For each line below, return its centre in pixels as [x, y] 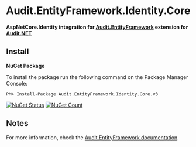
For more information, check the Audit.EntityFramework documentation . [93, 137]
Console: [17, 83]
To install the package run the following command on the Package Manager [97, 77]
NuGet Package [25, 66]
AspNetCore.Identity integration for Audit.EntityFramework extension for [97, 27]
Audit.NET [19, 33]
